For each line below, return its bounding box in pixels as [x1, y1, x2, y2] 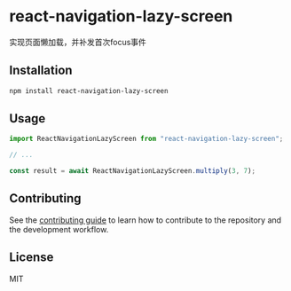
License [9, 250, 54, 265]
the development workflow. [9, 224, 109, 234]
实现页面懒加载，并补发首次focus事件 [9, 36, 146, 47]
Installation [9, 63, 73, 78]
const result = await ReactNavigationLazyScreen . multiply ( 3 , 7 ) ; [9, 167, 256, 176]
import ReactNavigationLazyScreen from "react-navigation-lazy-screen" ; [9, 135, 284, 144]
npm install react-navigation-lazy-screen [9, 86, 169, 95]
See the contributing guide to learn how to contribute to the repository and [9, 215, 282, 225]
